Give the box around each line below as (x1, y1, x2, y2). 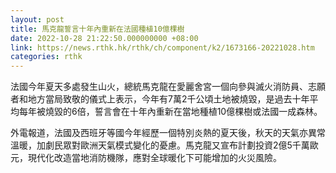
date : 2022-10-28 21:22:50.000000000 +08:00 (10, 33, 199, 43)
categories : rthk (10, 52, 83, 62)
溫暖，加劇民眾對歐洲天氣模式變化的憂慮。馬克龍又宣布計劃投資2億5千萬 (10, 139, 310, 151)
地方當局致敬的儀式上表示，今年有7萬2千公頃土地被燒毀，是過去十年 (27, 93, 310, 105)
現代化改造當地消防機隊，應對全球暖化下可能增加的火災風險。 (27, 152, 282, 164)
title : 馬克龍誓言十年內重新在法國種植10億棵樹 (10, 24, 185, 34)
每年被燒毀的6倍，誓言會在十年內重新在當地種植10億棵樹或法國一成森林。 (18, 106, 323, 118)
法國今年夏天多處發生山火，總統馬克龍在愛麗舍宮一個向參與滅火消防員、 (10, 81, 308, 93)
